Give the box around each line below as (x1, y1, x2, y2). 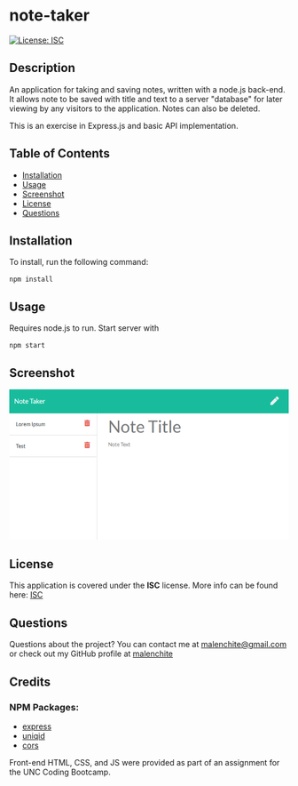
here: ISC (9, 589, 43, 600)
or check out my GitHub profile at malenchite (9, 648, 174, 659)
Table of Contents (9, 146, 111, 161)
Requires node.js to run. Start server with (9, 323, 160, 333)
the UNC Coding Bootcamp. (9, 766, 111, 777)
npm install (9, 275, 53, 285)
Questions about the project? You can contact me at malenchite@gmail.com (9, 639, 286, 650)
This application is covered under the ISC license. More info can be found (9, 580, 278, 591)
